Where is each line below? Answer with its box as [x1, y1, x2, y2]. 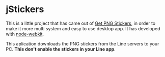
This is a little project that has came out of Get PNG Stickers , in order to [6, 20, 156, 26]
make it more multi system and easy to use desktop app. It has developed [6, 25, 160, 31]
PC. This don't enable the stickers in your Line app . [6, 46, 116, 52]
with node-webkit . [6, 31, 44, 37]
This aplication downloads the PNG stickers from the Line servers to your [6, 40, 159, 46]
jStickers [6, 4, 44, 15]
